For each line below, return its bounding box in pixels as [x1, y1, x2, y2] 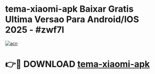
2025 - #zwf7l [5, 25, 64, 35]
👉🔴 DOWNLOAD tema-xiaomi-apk [5, 59, 150, 70]
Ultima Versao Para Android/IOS [5, 14, 139, 25]
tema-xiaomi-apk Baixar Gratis [5, 3, 134, 15]
